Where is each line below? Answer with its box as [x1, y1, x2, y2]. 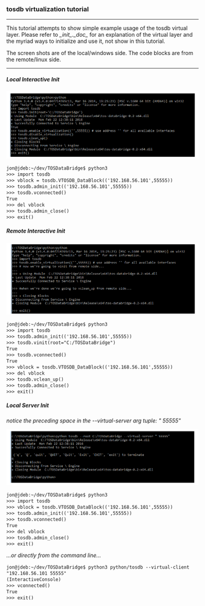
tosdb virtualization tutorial [6, 5, 89, 13]
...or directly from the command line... [6, 552, 101, 559]
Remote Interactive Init [6, 227, 65, 234]
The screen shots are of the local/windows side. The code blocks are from [6, 50, 193, 57]
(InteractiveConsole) [6, 576, 62, 583]
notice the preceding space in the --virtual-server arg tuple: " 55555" [6, 417, 181, 424]
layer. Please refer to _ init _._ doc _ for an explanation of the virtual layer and [6, 31, 193, 39]
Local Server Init [6, 402, 49, 409]
